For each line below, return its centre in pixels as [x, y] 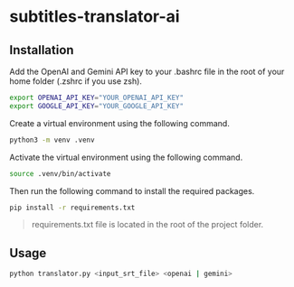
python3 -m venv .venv [52, 140]
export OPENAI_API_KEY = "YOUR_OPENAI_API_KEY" [96, 97]
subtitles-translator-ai [95, 17]
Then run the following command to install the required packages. [132, 190]
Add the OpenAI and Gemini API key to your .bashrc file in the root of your [147, 71]
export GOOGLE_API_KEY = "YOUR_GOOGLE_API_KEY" [96, 106]
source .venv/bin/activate [60, 173]
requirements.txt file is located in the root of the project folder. [147, 225]
